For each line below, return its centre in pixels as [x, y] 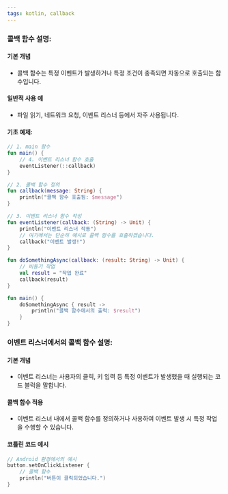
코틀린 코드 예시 [28, 444]
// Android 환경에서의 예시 [42, 459]
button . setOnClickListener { [48, 466]
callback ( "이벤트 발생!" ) [53, 242]
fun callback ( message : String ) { [55, 191]
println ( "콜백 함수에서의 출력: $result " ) [86, 311]
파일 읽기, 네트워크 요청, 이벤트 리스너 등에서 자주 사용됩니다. [98, 114]
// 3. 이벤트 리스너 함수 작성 [44, 217]
